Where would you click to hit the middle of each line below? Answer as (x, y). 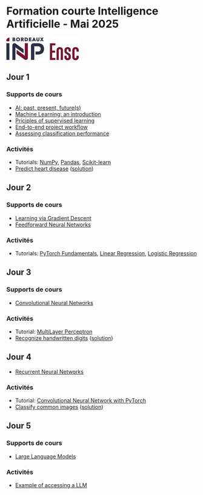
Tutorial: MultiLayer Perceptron (54, 332)
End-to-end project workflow (51, 127)
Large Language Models (45, 456)
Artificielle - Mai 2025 (63, 24)
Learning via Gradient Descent (53, 218)
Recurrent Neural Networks (49, 372)
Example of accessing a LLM (51, 485)
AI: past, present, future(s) (48, 108)
